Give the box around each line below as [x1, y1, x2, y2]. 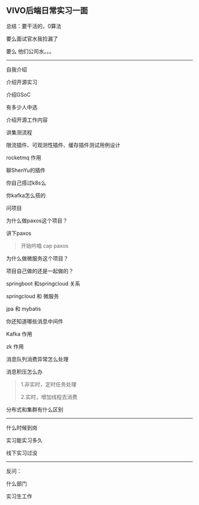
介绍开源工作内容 [6, 116, 48, 123]
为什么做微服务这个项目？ [6, 254, 69, 262]
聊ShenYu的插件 [6, 167, 46, 174]
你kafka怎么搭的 [6, 191, 46, 199]
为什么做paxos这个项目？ [6, 217, 68, 224]
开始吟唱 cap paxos [20, 242, 69, 249]
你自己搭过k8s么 [6, 179, 46, 186]
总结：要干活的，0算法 [6, 23, 62, 30]
